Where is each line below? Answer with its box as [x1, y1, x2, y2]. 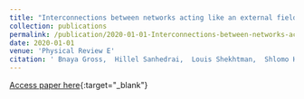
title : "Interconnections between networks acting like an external [9, 13, 273, 22]
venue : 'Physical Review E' [9, 47, 116, 56]
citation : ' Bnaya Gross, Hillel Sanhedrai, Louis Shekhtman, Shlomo [9, 55, 290, 64]
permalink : [9, 30, 51, 39]
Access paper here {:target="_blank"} [9, 80, 148, 90]
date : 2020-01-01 [9, 38, 75, 48]
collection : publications [9, 22, 107, 31]
